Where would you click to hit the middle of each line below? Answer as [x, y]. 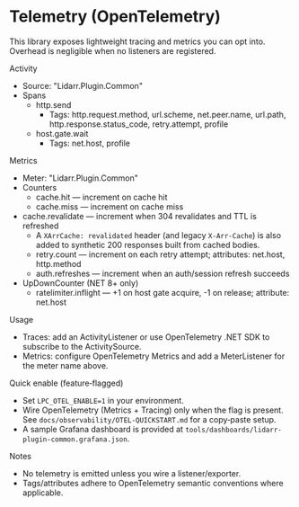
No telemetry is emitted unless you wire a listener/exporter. [132, 473]
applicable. [43, 493]
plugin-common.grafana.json [75, 439]
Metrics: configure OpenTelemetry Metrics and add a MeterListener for [154, 356]
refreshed [40, 226]
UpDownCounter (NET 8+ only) [80, 283]
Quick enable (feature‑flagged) [66, 383]
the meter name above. [65, 365]
